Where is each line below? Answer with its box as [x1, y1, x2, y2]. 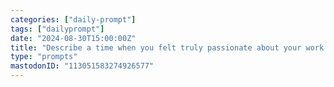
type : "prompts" [10, 52, 78, 62]
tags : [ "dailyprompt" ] [10, 24, 105, 34]
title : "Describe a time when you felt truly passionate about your [10, 42, 302, 53]
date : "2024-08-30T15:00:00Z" [10, 33, 137, 43]
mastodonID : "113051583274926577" [10, 61, 155, 71]
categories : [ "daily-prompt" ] [10, 14, 137, 25]
